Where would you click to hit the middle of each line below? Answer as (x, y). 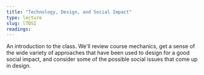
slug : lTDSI (21, 23)
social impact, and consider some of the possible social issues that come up (102, 59)
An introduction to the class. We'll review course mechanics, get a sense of (101, 46)
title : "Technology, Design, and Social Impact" (69, 12)
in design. (19, 66)
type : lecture (24, 18)
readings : (19, 29)
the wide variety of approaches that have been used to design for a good (98, 53)
